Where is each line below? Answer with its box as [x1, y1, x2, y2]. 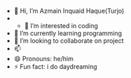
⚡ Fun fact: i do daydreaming [13, 63, 97, 70]
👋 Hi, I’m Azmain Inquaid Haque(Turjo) [13, 7, 125, 15]
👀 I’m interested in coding [24, 22, 98, 30]
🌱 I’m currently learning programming [13, 29, 123, 37]
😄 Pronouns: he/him [13, 55, 74, 63]
